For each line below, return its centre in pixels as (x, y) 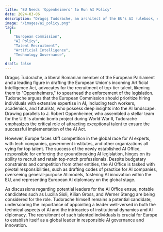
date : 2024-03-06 (23, 14)
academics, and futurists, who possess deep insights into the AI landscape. (81, 108)
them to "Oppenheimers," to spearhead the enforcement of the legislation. (79, 93)
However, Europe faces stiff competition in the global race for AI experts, (78, 138)
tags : (10, 28)
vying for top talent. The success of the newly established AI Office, (73, 149)
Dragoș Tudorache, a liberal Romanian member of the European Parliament (80, 78)
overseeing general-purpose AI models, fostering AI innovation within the (78, 175)
